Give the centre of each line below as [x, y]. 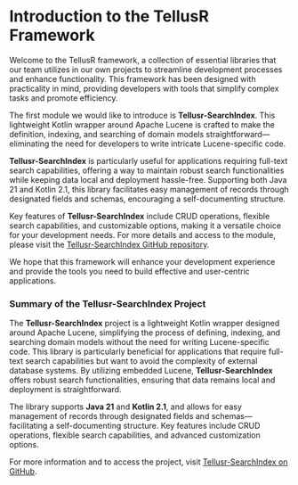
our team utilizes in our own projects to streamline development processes [146, 70]
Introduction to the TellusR [109, 16]
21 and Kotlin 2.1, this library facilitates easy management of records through [149, 189]
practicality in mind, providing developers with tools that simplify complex [144, 88]
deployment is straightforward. [65, 390]
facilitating [28, 426]
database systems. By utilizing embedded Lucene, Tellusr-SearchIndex [141, 371]
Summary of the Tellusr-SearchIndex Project [108, 303]
